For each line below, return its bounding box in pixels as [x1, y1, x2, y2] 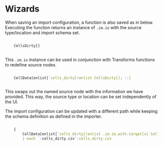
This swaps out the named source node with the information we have [5, 89, 144, 95]
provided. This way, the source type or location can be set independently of [5, 94, 157, 100]
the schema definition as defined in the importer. [5, 114, 102, 119]
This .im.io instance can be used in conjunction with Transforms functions [5, 57, 155, 63]
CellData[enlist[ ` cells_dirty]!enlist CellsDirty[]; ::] [14, 75, 131, 81]
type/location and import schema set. [5, 30, 80, 35]
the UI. [5, 99, 18, 105]
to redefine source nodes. [5, 62, 57, 67]
